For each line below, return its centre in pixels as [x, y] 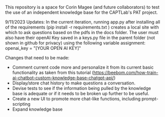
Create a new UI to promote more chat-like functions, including [76, 99]
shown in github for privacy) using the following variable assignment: [75, 43]
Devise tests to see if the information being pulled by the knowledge [82, 88]
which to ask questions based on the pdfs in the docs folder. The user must [82, 32]
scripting [21, 104]
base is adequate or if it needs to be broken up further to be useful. [81, 94]
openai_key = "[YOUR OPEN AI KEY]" [43, 48]
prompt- [150, 99]
